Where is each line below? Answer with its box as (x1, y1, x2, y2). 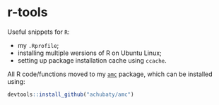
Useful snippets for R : (7, 27, 70, 36)
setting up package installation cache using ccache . (17, 56, 167, 64)
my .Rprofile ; (17, 41, 59, 49)
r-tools (7, 4, 48, 20)
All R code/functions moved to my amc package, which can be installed (7, 70, 213, 78)
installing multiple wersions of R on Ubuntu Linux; (17, 49, 162, 57)
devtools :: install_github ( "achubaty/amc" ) (7, 91, 134, 98)
